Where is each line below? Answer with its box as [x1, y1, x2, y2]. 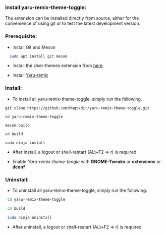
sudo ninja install [5, 140, 46, 145]
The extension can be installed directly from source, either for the [5, 15, 139, 21]
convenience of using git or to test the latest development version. [5, 20, 141, 26]
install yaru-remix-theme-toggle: [5, 4, 87, 11]
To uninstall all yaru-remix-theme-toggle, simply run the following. [12, 187, 148, 193]
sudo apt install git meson [9, 54, 68, 59]
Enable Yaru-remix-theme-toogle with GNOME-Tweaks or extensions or [12, 158, 161, 165]
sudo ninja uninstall [7, 215, 52, 220]
